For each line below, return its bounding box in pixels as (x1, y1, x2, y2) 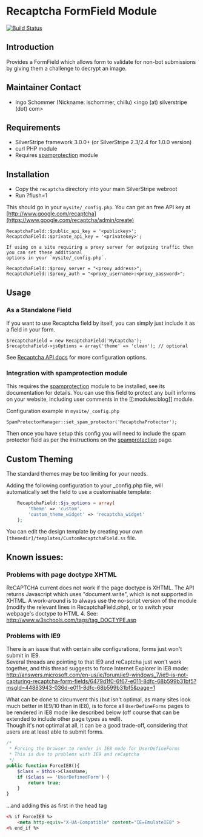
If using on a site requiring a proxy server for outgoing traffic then (6, 245, 194, 251)
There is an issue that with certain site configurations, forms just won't (6, 645, 182, 653)
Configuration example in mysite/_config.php (6, 408, 120, 415)
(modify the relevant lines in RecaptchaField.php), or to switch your (6, 603, 174, 611)
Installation (6, 169, 50, 179)
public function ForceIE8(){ (6, 762, 80, 769)
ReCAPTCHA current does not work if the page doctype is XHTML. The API (6, 584, 195, 591)
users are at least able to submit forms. (6, 728, 104, 735)
